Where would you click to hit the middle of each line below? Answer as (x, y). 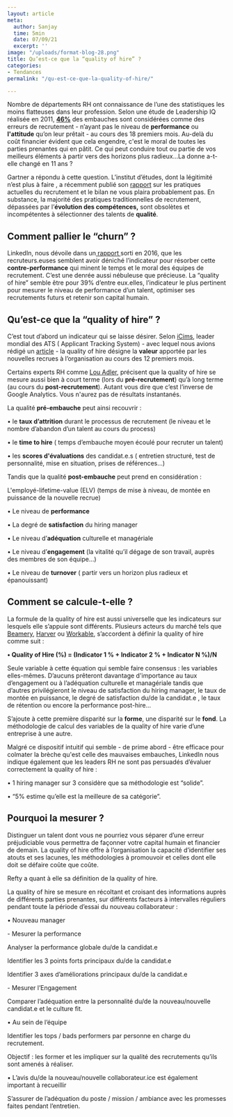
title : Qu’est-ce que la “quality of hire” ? (74, 59)
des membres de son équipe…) (52, 559)
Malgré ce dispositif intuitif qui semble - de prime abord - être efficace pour (116, 747)
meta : (15, 20)
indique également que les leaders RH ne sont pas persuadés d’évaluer (109, 762)
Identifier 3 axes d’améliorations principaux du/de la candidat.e (97, 974)
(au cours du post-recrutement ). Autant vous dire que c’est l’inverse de (110, 387)
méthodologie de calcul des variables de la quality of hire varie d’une (106, 726)
